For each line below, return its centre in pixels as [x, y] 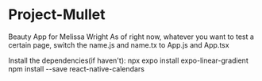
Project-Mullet [57, 15]
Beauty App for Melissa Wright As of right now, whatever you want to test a [131, 37]
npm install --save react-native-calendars [77, 68]
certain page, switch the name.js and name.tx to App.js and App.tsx [119, 44]
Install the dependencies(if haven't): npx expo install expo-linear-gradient [128, 60]
